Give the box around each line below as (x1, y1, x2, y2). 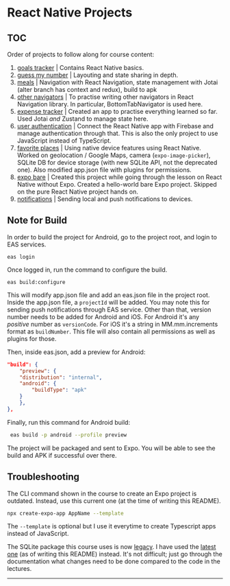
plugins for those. (7, 334, 57, 342)
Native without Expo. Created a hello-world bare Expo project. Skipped (16, 180, 217, 188)
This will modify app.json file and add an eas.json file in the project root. (7, 290, 210, 299)
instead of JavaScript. (7, 530, 69, 538)
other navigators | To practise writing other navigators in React (16, 93, 194, 101)
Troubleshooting (7, 471, 80, 483)
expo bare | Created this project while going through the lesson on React (16, 173, 222, 181)
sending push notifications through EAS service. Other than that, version (7, 305, 212, 314)
